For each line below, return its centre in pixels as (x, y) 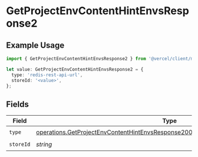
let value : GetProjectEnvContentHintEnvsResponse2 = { (75, 69)
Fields (18, 104)
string (44, 144)
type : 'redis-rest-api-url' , (47, 75)
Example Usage (35, 45)
